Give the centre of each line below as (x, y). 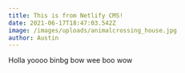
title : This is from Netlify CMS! (66, 15)
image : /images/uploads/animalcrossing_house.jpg (93, 30)
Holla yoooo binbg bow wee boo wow (70, 60)
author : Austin (34, 38)
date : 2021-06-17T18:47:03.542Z (62, 23)
